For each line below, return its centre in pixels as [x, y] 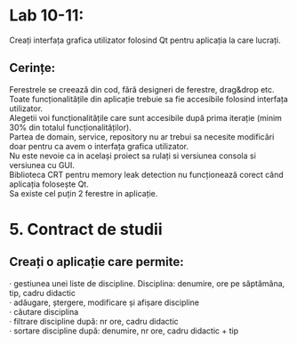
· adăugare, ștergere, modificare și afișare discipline [104, 302]
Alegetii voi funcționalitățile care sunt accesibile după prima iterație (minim [146, 117]
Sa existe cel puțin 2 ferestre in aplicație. [84, 193]
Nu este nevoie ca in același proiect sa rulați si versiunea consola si [132, 156]
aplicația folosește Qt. [49, 184]
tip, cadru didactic [42, 293]
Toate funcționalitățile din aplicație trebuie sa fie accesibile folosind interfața [149, 99]
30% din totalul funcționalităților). [70, 127]
